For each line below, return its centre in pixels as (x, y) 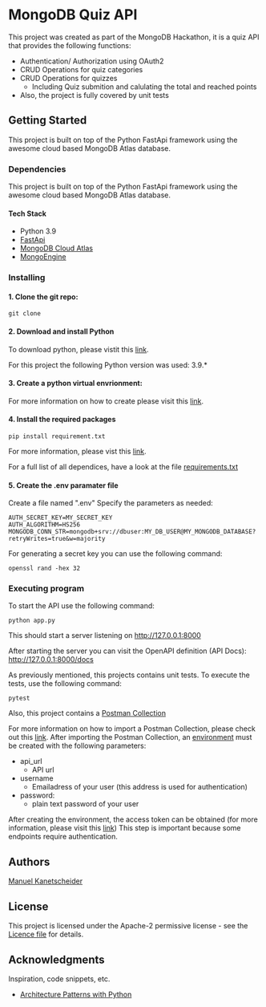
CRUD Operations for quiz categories (81, 69)
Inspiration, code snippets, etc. (59, 979)
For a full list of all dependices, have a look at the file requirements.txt (123, 466)
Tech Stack (27, 213)
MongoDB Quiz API (73, 15)
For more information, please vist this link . (77, 451)
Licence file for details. (46, 934)
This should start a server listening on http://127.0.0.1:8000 (105, 635)
